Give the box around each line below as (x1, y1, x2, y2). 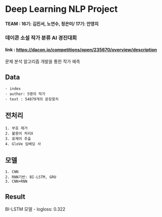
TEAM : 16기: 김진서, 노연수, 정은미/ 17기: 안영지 (5, 21, 99, 27)
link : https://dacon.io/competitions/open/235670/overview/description (5, 47, 157, 53)
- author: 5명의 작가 (5, 91, 45, 96)
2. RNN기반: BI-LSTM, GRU (5, 174, 57, 180)
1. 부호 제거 (5, 126, 28, 130)
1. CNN (5, 170, 19, 174)
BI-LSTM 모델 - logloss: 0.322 (5, 206, 66, 212)
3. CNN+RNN (5, 179, 28, 184)
